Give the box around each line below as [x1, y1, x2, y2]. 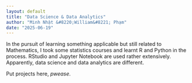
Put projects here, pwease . [6, 70, 71, 77]
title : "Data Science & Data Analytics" [6, 14, 107, 20]
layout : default [6, 8, 46, 15]
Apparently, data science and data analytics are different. [6, 59, 145, 66]
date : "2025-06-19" [6, 24, 54, 31]
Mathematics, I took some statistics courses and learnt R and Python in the [6, 47, 187, 54]
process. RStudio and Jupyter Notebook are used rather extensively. [6, 53, 172, 60]
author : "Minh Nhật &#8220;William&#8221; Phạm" [6, 19, 127, 25]
